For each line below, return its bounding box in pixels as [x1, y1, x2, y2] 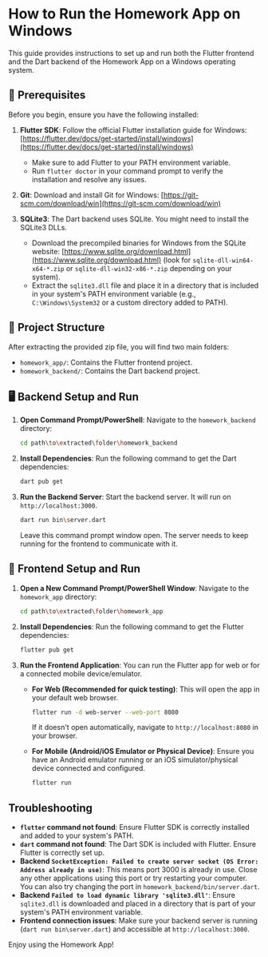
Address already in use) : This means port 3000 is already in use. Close [19, 865, 258, 875]
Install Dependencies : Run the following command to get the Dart [19, 453, 237, 464]
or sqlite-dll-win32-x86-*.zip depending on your [65, 263, 233, 273]
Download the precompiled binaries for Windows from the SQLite [31, 237, 246, 248]
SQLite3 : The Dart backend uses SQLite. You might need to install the [19, 213, 250, 224]
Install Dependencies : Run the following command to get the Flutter [19, 621, 245, 632]
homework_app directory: [19, 592, 97, 601]
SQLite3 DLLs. [19, 222, 68, 232]
